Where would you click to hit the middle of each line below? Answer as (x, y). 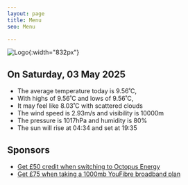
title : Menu (24, 20)
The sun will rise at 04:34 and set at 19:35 (77, 128)
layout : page (26, 14)
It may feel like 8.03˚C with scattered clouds (80, 106)
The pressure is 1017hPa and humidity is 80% (82, 121)
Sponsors (28, 150)
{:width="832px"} (54, 52)
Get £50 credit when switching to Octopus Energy (89, 167)
